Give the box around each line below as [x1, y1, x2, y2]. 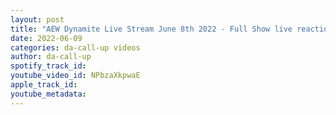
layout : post [10, 14, 65, 25]
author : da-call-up [10, 52, 92, 62]
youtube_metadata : [10, 89, 87, 99]
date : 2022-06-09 [10, 33, 83, 43]
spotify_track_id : [10, 61, 87, 71]
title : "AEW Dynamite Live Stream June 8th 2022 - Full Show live [10, 24, 293, 34]
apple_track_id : [10, 80, 78, 90]
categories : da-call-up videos [10, 42, 141, 53]
